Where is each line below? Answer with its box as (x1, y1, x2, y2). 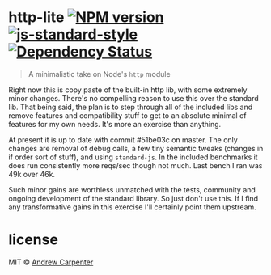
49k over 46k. (8, 169, 55, 179)
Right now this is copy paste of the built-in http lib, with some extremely (8, 85, 248, 95)
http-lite (8, 8, 65, 27)
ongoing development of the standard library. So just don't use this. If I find (8, 193, 259, 203)
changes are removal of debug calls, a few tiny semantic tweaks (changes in (8, 143, 264, 153)
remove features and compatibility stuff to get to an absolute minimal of (8, 110, 247, 121)
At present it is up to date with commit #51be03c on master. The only (8, 134, 239, 145)
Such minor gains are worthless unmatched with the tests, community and (8, 184, 256, 194)
